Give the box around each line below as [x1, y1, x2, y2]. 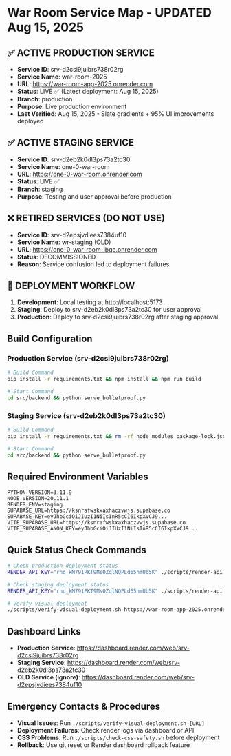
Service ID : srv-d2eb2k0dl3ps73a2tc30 [16, 155, 131, 163]
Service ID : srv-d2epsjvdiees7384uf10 [16, 230, 127, 239]
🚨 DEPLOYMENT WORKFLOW [7, 280, 135, 292]
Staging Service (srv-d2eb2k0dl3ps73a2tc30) [7, 410, 166, 420]
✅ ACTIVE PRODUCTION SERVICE [7, 47, 155, 59]
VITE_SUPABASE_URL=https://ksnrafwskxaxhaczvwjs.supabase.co [7, 519, 186, 526]
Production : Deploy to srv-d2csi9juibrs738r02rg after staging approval [16, 312, 219, 321]
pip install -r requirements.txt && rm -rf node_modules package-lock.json [7, 432, 229, 439]
